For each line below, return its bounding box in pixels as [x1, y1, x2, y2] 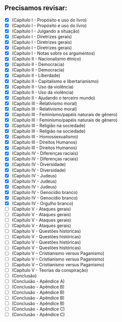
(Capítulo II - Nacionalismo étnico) [11, 56, 82, 62]
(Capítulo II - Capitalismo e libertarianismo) [11, 78, 99, 84]
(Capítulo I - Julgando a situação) [11, 28, 80, 34]
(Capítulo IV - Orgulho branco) [11, 200, 74, 206]
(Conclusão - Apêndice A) [11, 278, 65, 284]
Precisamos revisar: [4, 4, 67, 12]
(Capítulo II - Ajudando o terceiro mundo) [11, 95, 95, 100]
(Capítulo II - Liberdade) [11, 72, 61, 78]
